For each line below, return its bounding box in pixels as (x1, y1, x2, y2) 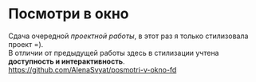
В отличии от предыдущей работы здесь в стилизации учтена (8, 48, 219, 57)
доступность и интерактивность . (8, 57, 125, 66)
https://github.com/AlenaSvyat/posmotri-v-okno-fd (8, 64, 177, 74)
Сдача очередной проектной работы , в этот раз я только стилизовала (8, 31, 249, 41)
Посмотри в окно (8, 5, 129, 23)
